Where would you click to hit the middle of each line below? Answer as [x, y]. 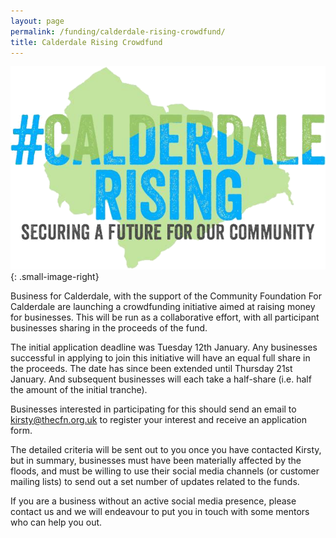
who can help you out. [56, 522]
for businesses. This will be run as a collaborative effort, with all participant [165, 317]
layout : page [37, 21]
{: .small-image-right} [55, 276]
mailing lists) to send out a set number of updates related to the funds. [155, 481]
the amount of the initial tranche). [79, 389]
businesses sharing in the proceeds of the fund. [109, 327]
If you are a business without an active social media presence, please [153, 501]
